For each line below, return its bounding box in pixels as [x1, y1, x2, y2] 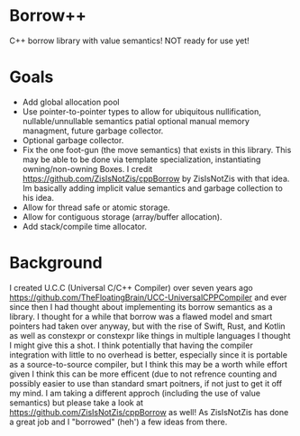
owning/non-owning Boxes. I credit [22, 163, 153, 174]
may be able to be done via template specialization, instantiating [22, 154, 261, 165]
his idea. [22, 192, 54, 203]
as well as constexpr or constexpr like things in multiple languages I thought [9, 330, 291, 341]
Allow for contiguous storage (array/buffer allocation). [22, 211, 223, 222]
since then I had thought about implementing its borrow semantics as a [9, 301, 273, 312]
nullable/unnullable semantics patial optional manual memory [22, 115, 250, 126]
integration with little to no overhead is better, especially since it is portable [9, 349, 288, 360]
